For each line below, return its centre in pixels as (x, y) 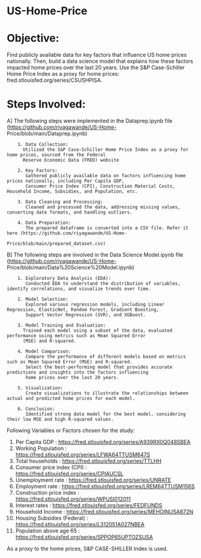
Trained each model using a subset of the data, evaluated (97, 331)
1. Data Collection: (43, 144)
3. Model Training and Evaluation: (62, 326)
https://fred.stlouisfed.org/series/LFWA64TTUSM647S (83, 455)
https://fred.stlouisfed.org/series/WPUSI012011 (73, 499)
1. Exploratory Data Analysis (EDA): (64, 279)
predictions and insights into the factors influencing (78, 372)
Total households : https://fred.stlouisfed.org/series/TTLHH (88, 461)
